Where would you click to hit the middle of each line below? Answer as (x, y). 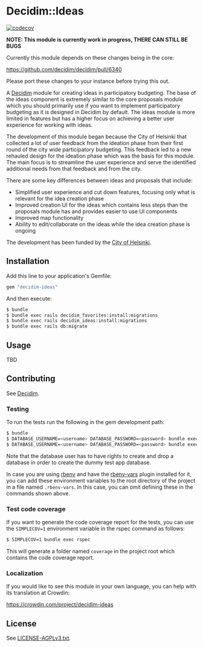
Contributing (31, 379)
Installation (28, 261)
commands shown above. (38, 493)
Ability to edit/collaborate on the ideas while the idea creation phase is (102, 224)
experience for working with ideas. (50, 124)
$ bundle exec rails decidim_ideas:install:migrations (77, 321)
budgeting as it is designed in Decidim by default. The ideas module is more (101, 112)
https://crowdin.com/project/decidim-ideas (60, 605)
